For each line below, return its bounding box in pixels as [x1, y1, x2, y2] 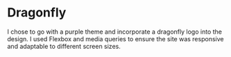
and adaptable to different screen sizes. [7, 42, 121, 50]
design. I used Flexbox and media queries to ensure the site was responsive [7, 34, 224, 43]
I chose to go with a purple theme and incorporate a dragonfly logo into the [7, 27, 222, 36]
